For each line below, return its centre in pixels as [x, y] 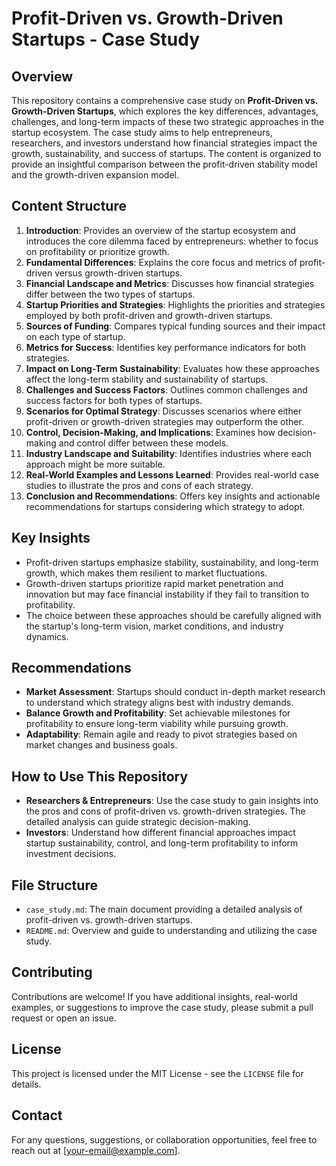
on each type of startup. [75, 336]
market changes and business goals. [101, 745]
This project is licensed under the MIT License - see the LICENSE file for [157, 1073]
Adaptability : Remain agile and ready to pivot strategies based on [161, 734]
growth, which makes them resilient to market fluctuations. [146, 573]
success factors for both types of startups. [114, 400]
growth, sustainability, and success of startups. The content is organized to [166, 153]
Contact [37, 1115]
